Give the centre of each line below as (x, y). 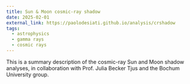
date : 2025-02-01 (28, 17)
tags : (13, 28)
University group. (28, 74)
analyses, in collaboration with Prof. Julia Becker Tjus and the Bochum (93, 68)
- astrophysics (31, 34)
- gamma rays (28, 39)
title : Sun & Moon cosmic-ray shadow (53, 12)
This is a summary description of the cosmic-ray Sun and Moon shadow (95, 62)
